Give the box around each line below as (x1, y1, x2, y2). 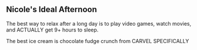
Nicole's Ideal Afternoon (6, 5, 97, 15)
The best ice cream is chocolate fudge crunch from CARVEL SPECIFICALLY (6, 37, 189, 44)
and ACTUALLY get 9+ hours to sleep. (6, 26, 99, 33)
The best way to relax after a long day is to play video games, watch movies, (6, 20, 192, 27)
